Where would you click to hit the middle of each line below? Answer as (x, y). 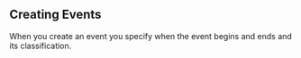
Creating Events (55, 15)
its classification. (41, 46)
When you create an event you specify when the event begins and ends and (151, 36)
